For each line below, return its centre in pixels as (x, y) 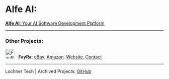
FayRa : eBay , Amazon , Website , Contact (60, 57)
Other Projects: (24, 41)
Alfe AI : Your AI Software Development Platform (55, 23)
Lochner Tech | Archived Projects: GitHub (48, 71)
